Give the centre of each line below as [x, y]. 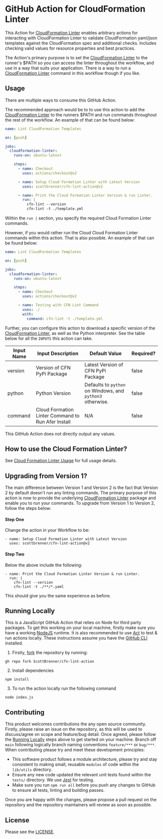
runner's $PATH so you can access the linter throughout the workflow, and [80, 63]
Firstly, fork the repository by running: [50, 653]
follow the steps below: [28, 508]
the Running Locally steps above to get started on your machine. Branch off [81, 739]
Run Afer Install [53, 421]
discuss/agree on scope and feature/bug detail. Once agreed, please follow [81, 734]
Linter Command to [58, 416]
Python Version [53, 393]
